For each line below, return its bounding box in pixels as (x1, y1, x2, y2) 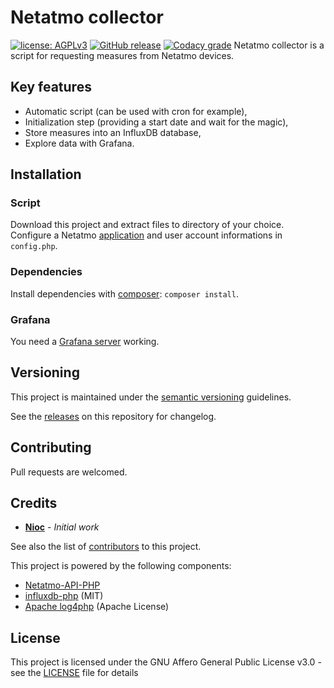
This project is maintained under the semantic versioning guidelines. (10, 391, 292, 403)
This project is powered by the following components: (10, 560, 232, 572)
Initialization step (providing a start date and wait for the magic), (24, 116, 289, 128)
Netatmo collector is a (233, 39, 325, 51)
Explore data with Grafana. (24, 137, 135, 149)
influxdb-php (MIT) (24, 590, 104, 602)
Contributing (10, 439, 92, 456)
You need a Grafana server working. (10, 336, 160, 348)
